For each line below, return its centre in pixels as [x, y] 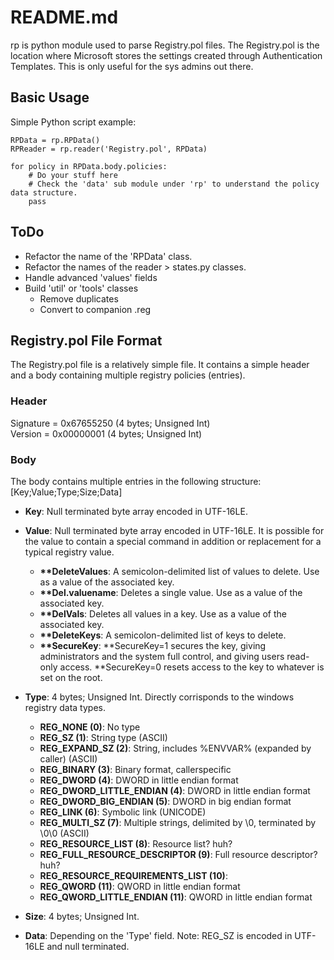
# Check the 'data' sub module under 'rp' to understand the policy [174, 184]
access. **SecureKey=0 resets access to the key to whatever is [192, 667]
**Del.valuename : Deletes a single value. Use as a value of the [171, 592]
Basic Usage [50, 97]
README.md [64, 17]
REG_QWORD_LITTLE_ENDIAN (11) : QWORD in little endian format [176, 897]
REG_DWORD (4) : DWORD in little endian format [139, 780]
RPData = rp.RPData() [55, 140]
